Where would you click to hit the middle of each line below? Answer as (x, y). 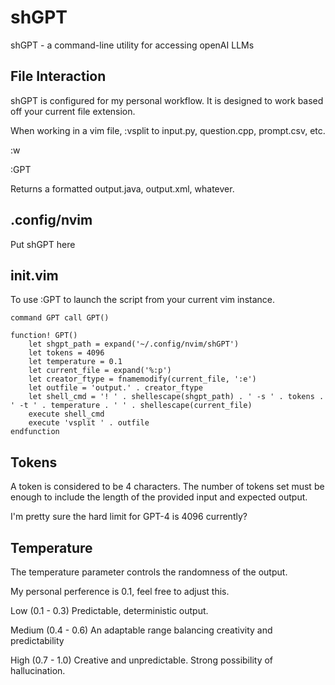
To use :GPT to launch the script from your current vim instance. (142, 300)
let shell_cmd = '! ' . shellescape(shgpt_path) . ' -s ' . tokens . (176, 397)
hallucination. (38, 670)
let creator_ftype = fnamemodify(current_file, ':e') (142, 379)
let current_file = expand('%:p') (100, 371)
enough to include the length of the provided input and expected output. (159, 497)
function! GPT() (44, 336)
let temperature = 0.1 (75, 362)
